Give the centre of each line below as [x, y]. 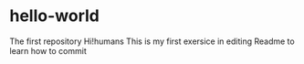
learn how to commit [48, 50]
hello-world [55, 16]
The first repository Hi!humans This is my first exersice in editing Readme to [152, 41]
